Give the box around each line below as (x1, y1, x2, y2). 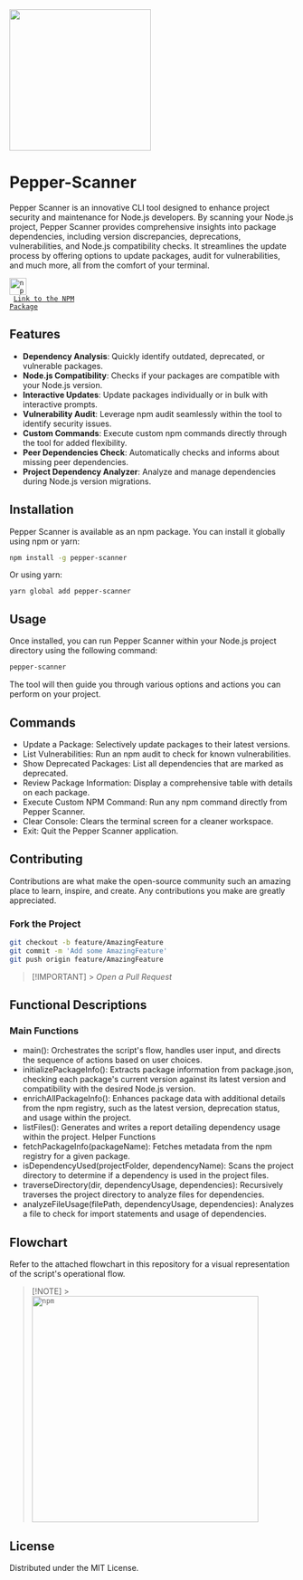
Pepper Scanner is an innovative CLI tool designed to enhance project (9, 202, 270, 213)
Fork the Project (9, 918, 81, 930)
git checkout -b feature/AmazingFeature (9, 938, 165, 947)
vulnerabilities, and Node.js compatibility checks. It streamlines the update (9, 240, 287, 252)
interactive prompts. (22, 398, 98, 410)
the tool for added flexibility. (22, 437, 128, 448)
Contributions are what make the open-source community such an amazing (9, 875, 291, 886)
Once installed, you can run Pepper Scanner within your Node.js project (9, 635, 278, 646)
